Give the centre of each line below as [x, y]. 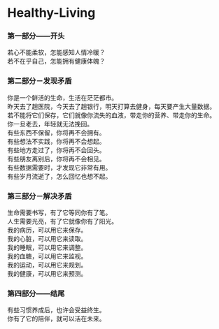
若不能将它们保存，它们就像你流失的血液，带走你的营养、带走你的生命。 [111, 115]
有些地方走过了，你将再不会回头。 [56, 150]
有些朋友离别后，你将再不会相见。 [56, 159]
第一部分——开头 [36, 36]
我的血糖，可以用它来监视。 [47, 256]
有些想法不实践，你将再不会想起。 [56, 141]
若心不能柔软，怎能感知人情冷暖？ [56, 52]
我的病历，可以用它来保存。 [47, 230]
